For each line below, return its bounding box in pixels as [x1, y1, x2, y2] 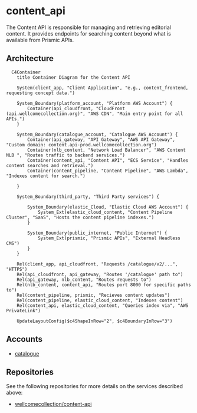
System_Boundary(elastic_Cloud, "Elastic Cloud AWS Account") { [27, 204, 189, 210]
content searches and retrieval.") [6, 162, 94, 168]
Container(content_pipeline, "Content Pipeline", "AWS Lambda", [27, 168, 189, 174]
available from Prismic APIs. [6, 36, 74, 43]
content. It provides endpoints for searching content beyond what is [6, 30, 171, 37]
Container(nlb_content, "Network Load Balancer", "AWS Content [27, 147, 186, 153]
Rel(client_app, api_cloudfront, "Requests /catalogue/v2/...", [17, 261, 178, 267]
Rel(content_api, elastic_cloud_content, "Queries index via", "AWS [17, 302, 189, 309]
